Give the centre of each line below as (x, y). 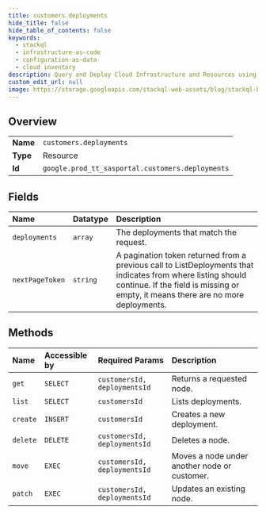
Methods (31, 333)
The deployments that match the (177, 232)
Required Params (131, 360)
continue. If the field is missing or (178, 285)
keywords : (25, 38)
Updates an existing (208, 489)
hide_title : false (38, 23)
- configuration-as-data (56, 60)
